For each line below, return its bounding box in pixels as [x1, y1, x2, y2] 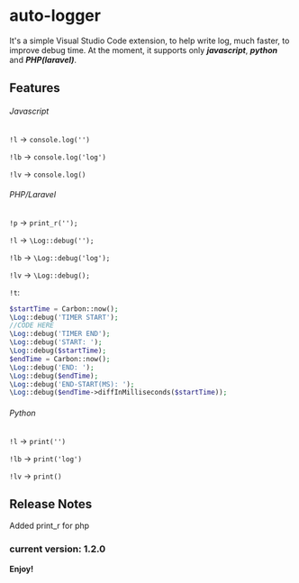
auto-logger [9, 5, 102, 26]
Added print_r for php [9, 520, 90, 532]
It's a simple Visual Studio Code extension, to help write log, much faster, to [9, 35, 290, 46]
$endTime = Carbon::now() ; [9, 354, 111, 363]
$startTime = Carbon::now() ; [9, 304, 119, 314]
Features [9, 80, 60, 96]
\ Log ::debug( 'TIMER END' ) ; [9, 330, 111, 339]
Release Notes [9, 496, 93, 512]
